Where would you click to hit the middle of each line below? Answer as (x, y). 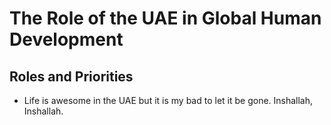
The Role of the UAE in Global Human (165, 18)
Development (66, 39)
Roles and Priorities (71, 76)
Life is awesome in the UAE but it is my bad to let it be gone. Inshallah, (168, 100)
